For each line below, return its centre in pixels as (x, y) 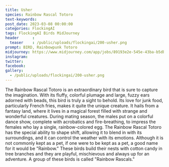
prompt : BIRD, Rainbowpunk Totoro (41, 47)
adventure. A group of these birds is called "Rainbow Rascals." (70, 159)
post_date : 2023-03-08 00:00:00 (39, 24)
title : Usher (19, 10)
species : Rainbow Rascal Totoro (39, 15)
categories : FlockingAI (30, 29)
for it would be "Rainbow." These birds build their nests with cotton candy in (84, 148)
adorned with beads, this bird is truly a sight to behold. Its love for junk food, (84, 100)
